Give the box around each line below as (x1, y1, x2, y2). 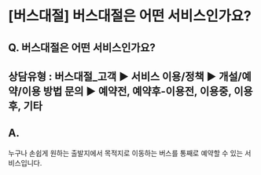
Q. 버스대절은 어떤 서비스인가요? (8, 41, 156, 54)
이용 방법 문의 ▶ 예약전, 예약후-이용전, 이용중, (21, 84, 232, 98)
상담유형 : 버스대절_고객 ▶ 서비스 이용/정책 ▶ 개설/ (8, 70, 242, 83)
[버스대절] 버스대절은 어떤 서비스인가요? (8, 7, 252, 25)
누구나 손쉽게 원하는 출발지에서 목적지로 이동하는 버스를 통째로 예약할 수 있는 (8, 148, 244, 158)
